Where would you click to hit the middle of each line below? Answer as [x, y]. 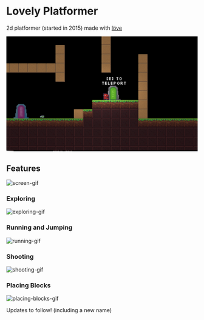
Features [23, 168]
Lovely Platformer [52, 11]
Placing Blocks [29, 285]
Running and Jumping [39, 227]
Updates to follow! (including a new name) [59, 310]
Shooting [20, 256]
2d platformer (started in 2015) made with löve [64, 28]
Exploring [21, 198]
